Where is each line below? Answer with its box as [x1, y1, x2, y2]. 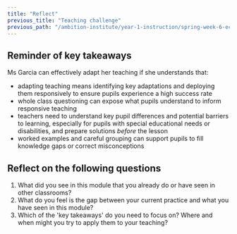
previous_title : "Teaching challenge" [7, 17, 121, 24]
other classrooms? [17, 188, 72, 197]
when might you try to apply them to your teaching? [17, 218, 168, 226]
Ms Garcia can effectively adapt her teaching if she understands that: [7, 68, 209, 77]
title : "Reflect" [7, 10, 59, 18]
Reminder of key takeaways [7, 49, 132, 61]
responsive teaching [17, 104, 78, 113]
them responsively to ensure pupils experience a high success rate [17, 90, 213, 98]
